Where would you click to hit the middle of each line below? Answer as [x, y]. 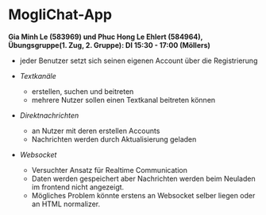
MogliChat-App [60, 15]
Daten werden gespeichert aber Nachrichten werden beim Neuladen [143, 178]
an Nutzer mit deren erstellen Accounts [96, 131]
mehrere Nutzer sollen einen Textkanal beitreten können [123, 100]
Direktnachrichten [49, 115]
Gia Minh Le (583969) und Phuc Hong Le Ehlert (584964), [106, 37]
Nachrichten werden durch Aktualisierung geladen [114, 139]
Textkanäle [38, 76]
